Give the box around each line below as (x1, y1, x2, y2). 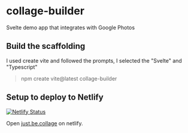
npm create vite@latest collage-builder (20, 75, 117, 82)
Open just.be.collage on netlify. (6, 119, 83, 126)
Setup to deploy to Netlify (6, 92, 104, 103)
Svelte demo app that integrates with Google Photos (6, 24, 135, 31)
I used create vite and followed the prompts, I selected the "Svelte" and (6, 57, 183, 64)
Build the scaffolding (6, 41, 86, 51)
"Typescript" (6, 63, 38, 70)
